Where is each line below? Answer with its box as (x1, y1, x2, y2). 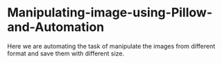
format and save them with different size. (7, 49, 125, 58)
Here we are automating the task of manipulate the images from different (7, 42, 216, 50)
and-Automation (7, 19, 105, 35)
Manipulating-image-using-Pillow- (7, 5, 213, 21)
